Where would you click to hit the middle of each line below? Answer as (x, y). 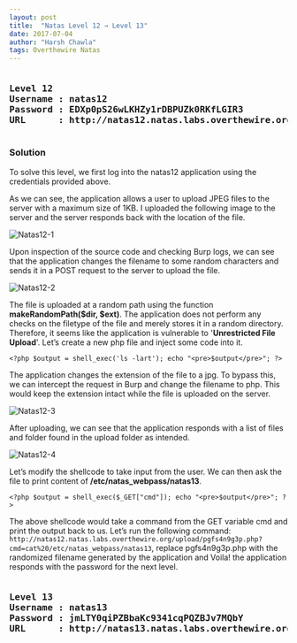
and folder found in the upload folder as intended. (99, 437)
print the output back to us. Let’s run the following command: (120, 531)
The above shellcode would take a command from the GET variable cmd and (148, 521)
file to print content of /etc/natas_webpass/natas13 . (105, 481)
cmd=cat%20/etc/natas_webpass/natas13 (80, 548)
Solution (28, 153)
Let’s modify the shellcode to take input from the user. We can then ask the (146, 471)
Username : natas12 (58, 100)
